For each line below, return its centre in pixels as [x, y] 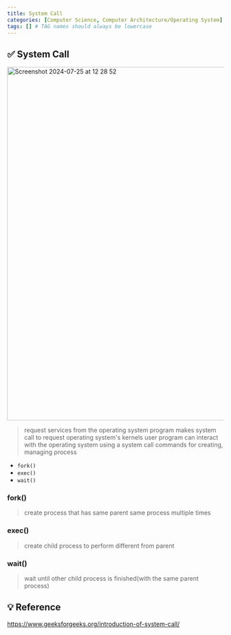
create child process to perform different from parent [99, 546]
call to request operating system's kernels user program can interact [121, 438]
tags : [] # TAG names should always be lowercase [80, 26]
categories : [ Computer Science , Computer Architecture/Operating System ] [115, 20]
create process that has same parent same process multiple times [117, 513]
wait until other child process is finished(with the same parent [111, 579]
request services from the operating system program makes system [120, 430]
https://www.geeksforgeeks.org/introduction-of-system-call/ [93, 624]
